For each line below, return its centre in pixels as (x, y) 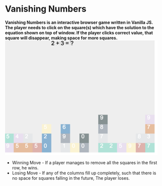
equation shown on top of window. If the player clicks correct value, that (79, 33)
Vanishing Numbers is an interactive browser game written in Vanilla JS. (79, 22)
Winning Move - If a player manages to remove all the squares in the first (84, 163)
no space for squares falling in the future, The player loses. (71, 178)
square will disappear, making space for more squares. (61, 38)
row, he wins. (25, 168)
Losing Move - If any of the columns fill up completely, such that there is (84, 173)
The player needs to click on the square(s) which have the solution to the (80, 27)
